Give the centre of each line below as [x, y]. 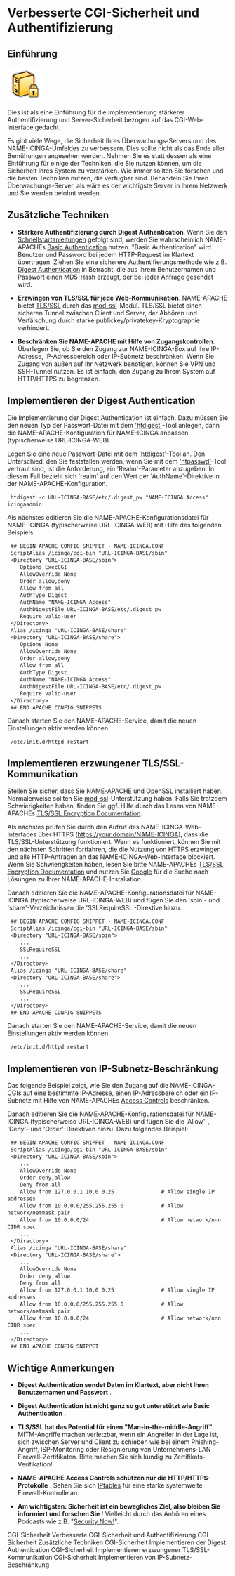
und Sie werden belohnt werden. [54, 193]
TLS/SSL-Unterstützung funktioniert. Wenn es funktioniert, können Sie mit [114, 842]
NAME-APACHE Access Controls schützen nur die [92, 1478]
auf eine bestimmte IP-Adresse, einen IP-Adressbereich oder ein [116, 1093]
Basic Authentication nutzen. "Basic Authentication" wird [129, 247]
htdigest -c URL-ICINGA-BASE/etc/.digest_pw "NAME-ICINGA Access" [109, 497]
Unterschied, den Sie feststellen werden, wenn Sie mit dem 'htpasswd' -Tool [117, 461]
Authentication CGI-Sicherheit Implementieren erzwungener [94, 1550]
